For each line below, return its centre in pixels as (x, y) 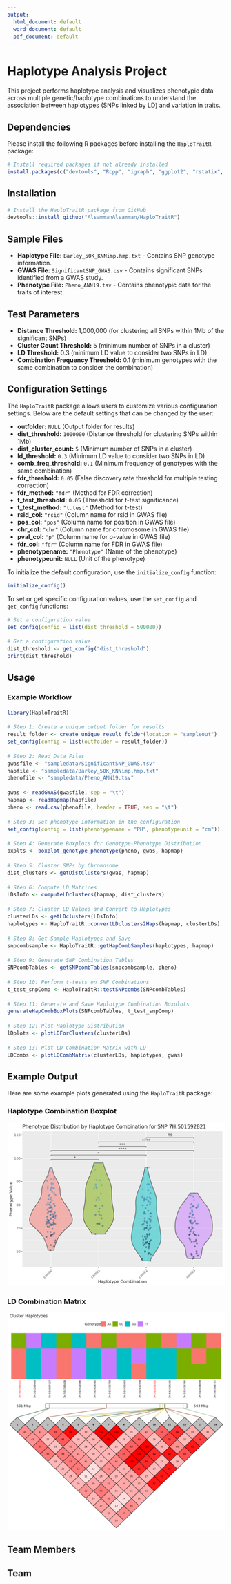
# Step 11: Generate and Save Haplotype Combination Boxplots (98, 1004)
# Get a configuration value (49, 642)
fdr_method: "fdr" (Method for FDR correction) (85, 492)
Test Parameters (43, 314)
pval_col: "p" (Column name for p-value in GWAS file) (94, 536)
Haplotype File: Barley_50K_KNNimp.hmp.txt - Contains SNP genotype (116, 256)
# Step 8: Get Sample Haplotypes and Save (69, 939)
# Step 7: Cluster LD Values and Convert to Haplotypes (89, 909)
